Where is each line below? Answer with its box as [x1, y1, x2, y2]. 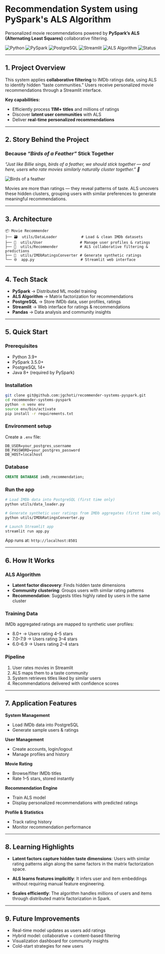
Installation [5, 382, 33, 388]
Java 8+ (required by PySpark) [12, 369, 75, 375]
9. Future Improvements [5, 914, 80, 923]
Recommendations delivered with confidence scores [12, 680, 119, 686]
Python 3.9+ [12, 354, 38, 359]
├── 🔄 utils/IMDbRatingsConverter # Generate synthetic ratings [5, 253, 141, 258]
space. [12, 866, 26, 872]
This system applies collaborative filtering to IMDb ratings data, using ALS [5, 77, 157, 82]
